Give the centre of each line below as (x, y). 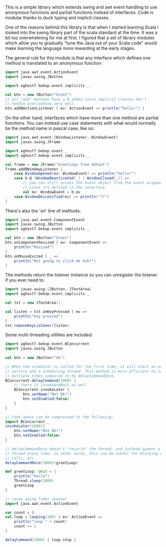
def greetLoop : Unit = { (31, 472)
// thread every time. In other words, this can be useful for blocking (82, 454)
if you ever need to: (25, 280)
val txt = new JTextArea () (33, 303)
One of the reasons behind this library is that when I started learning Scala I (82, 27)
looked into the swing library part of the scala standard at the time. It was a (81, 32)
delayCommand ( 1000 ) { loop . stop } (41, 540)
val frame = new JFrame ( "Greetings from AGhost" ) (57, 164)
